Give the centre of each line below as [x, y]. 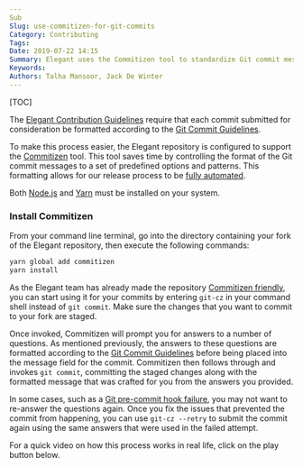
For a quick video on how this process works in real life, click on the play [144, 445]
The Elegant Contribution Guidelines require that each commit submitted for [150, 119]
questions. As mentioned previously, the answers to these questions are [143, 343]
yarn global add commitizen [62, 262]
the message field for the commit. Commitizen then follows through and [143, 362]
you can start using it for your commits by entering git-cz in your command [150, 297]
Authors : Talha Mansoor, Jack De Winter [87, 77]
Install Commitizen [51, 215]
